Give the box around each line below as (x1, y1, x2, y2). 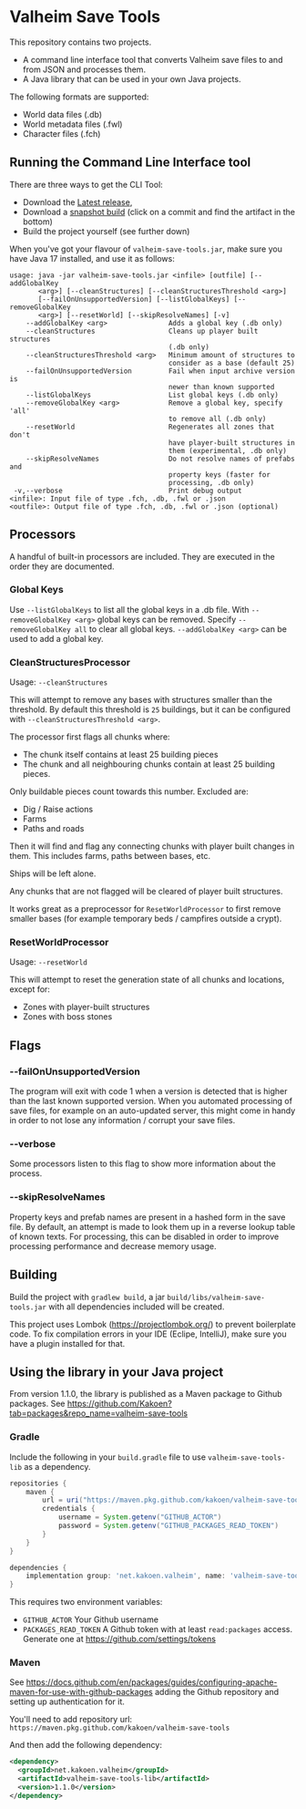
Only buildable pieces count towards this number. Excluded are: (9, 786, 249, 797)
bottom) (22, 216, 53, 227)
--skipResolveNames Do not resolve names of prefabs (25, 454, 296, 463)
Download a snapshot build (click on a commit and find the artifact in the (22, 206, 296, 217)
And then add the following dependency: (9, 1740, 162, 1751)
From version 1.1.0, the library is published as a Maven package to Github (9, 1389, 282, 1400)
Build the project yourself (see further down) (22, 225, 190, 236)
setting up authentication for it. (9, 1696, 126, 1707)
